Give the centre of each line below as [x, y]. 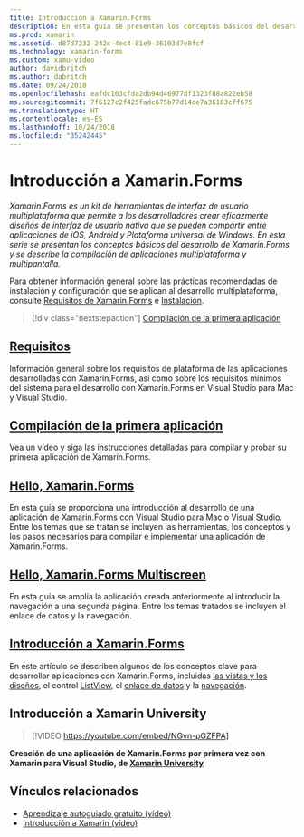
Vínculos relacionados [74, 791]
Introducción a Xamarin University [108, 714]
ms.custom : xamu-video [52, 60]
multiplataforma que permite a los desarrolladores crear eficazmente [139, 215]
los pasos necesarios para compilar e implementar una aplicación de [138, 537]
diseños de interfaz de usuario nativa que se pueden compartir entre [138, 225]
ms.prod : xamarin [42, 34]
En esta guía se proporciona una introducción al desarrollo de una [132, 508]
